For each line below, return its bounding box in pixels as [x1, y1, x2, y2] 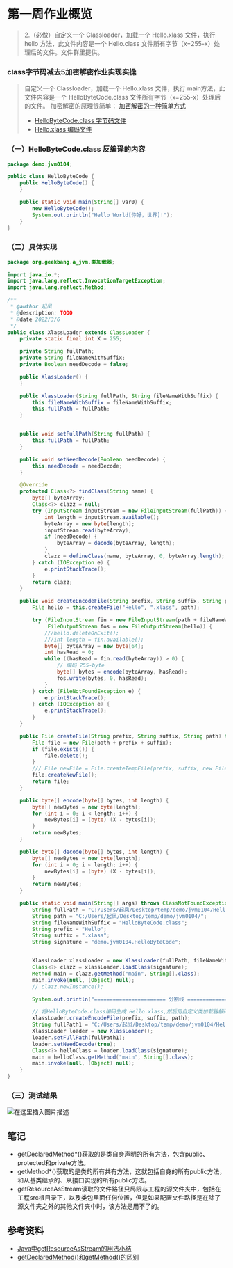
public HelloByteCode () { [19, 180, 95, 187]
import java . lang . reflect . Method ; [7, 284, 107, 291]
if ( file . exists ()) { [32, 745, 95, 752]
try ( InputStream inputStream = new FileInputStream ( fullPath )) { [32, 507, 228, 514]
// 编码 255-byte [56, 662, 105, 669]
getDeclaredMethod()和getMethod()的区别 [17, 1253, 139, 1261]
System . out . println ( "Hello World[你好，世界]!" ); [32, 212, 173, 219]
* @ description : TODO [10, 309, 73, 317]
